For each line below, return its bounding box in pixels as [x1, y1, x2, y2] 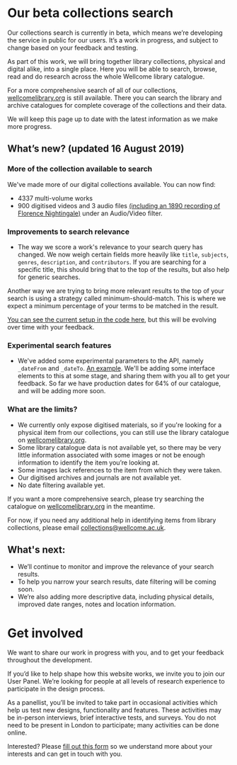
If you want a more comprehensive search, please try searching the [7, 494, 204, 503]
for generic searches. [17, 273, 81, 281]
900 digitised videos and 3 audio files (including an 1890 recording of [17, 201, 221, 210]
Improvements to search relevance [7, 227, 129, 237]
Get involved [7, 625, 83, 641]
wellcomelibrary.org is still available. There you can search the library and [7, 93, 222, 102]
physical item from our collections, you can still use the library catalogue [17, 428, 229, 436]
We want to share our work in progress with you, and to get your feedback [7, 648, 224, 657]
